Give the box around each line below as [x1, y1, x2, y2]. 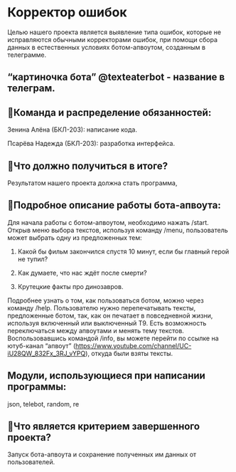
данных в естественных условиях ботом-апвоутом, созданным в [7, 43, 206, 51]
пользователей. [7, 458, 55, 466]
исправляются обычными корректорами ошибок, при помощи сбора [7, 35, 218, 43]
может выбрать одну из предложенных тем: [7, 233, 142, 242]
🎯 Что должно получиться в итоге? [7, 159, 168, 172]
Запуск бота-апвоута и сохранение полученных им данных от [7, 450, 197, 459]
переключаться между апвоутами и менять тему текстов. [7, 326, 185, 335]
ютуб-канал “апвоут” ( [7, 341, 76, 350]
